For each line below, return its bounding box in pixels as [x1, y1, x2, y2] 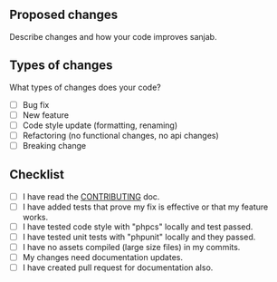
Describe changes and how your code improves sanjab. [9, 31, 217, 42]
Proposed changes [9, 7, 119, 23]
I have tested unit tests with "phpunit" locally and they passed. [22, 231, 256, 242]
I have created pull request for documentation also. [22, 262, 214, 273]
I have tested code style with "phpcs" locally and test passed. [22, 221, 253, 232]
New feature [22, 109, 70, 121]
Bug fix [22, 99, 50, 110]
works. [22, 211, 48, 222]
